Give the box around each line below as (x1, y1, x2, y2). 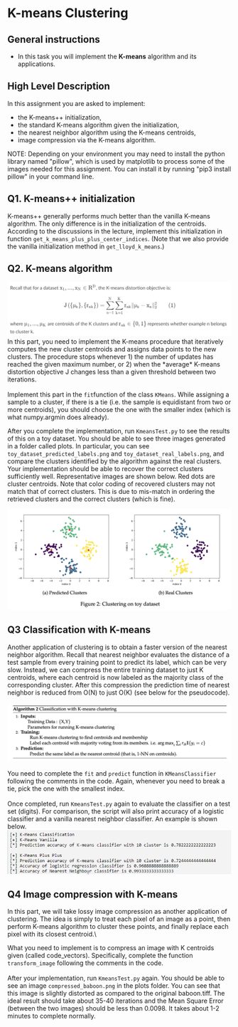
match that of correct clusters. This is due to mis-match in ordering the (7, 487, 215, 495)
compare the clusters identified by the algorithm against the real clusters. (7, 457, 222, 465)
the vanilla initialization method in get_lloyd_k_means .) (7, 242, 165, 251)
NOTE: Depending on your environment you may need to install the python (7, 149, 225, 158)
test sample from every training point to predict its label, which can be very (7, 658, 227, 666)
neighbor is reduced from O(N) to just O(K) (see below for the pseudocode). (7, 688, 230, 697)
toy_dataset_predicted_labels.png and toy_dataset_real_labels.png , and (7, 449, 225, 458)
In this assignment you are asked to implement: (7, 99, 146, 107)
